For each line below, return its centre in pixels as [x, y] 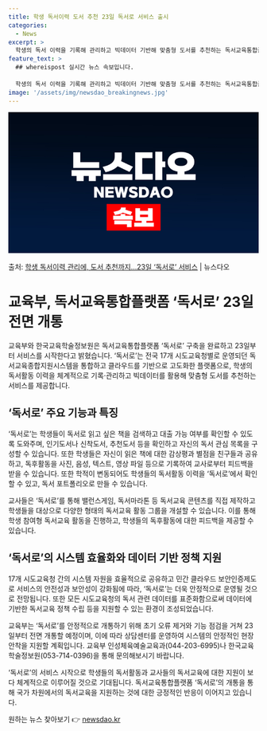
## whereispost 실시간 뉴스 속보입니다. [75, 68]
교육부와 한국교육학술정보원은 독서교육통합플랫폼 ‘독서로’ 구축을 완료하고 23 [126, 345]
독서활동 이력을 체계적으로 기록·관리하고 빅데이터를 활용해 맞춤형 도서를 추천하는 [132, 375]
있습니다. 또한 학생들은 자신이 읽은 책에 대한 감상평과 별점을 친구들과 [137, 454]
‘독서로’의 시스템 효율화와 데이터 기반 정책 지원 [115, 558]
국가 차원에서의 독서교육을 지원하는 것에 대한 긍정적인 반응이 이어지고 [124, 692]
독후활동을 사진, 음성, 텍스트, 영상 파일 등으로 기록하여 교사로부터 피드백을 [139, 463]
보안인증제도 [237, 579]
